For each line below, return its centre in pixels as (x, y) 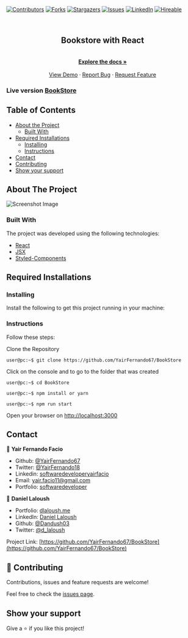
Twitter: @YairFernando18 (48, 468)
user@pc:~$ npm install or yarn (47, 393)
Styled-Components (41, 258)
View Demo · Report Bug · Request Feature (103, 74)
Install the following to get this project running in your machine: (85, 308)
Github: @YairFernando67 (48, 461)
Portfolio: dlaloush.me (43, 510)
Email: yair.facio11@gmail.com (52, 480)
